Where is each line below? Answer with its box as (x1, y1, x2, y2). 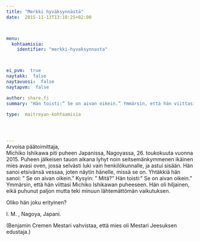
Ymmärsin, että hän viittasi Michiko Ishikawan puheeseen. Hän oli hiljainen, (6, 181, 190, 188)
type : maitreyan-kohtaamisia (6, 111, 82, 117)
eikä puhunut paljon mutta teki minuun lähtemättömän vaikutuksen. (6, 187, 171, 195)
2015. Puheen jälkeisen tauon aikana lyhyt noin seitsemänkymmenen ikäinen (6, 156, 193, 163)
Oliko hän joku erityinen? (6, 199, 67, 206)
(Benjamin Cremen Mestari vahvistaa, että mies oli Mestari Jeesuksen (6, 222, 177, 229)
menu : (6, 35, 20, 42)
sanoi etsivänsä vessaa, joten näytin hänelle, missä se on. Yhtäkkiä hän (6, 168, 180, 176)
